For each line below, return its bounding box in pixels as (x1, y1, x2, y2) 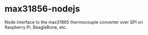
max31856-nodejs (4, 3, 80, 14)
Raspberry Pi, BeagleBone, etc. (4, 24, 67, 30)
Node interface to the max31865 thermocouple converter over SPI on (4, 19, 143, 25)
